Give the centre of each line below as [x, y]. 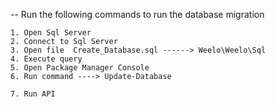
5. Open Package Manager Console [80, 68]
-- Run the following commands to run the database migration [137, 14]
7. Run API [33, 94]
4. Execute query [46, 59]
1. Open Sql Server [51, 33]
